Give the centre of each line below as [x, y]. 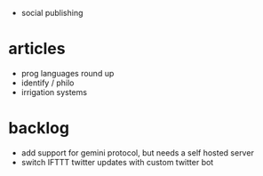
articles [37, 49]
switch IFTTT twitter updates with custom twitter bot [117, 162]
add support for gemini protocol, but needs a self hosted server [137, 152]
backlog [39, 128]
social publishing [52, 13]
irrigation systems [54, 92]
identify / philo [48, 83]
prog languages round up [68, 73]
